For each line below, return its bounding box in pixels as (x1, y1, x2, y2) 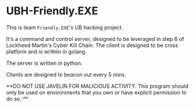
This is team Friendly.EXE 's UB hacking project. (6, 24, 123, 31)
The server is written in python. (6, 59, 83, 67)
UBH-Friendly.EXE (6, 4, 98, 18)
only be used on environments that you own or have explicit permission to (6, 89, 187, 96)
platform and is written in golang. (6, 48, 87, 55)
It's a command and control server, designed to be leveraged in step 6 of (6, 35, 185, 42)
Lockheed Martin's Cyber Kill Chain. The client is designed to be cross (6, 42, 179, 49)
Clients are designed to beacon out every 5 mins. (6, 71, 126, 78)
